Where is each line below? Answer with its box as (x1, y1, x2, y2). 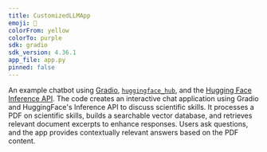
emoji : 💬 (8, 19, 37, 27)
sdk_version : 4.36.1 (8, 49, 77, 57)
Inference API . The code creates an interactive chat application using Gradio (8, 93, 259, 103)
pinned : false (8, 64, 56, 72)
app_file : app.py (8, 57, 66, 64)
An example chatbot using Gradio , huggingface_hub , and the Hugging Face (8, 85, 253, 95)
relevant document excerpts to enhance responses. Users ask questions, (8, 119, 249, 128)
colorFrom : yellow (8, 26, 69, 34)
